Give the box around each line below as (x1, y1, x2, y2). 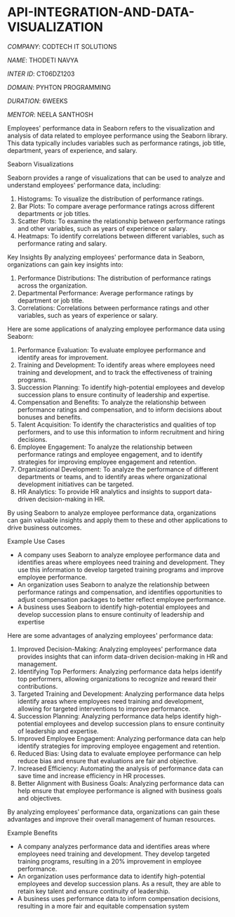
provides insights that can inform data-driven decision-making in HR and (17, 652, 228, 660)
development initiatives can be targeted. (17, 480, 134, 488)
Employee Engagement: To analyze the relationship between (17, 443, 193, 451)
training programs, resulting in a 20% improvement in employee (17, 857, 202, 865)
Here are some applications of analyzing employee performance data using (7, 324, 225, 333)
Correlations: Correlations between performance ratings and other (17, 303, 210, 312)
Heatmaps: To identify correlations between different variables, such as (17, 232, 224, 240)
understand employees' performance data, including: (7, 180, 161, 189)
